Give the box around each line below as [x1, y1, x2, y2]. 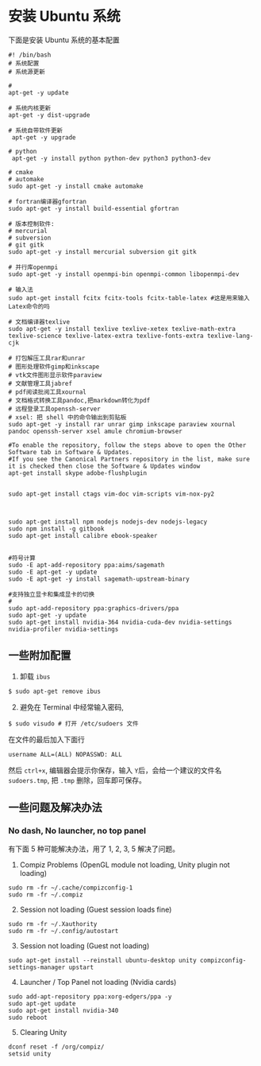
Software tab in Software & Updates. [8, 448, 133, 456]
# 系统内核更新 [8, 104, 52, 112]
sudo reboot [8, 1013, 48, 1022]
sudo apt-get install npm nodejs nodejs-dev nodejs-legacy [8, 518, 208, 526]
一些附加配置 [8, 649, 71, 663]
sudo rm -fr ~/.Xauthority [8, 920, 98, 928]
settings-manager [8, 963, 66, 971]
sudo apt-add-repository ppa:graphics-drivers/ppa [8, 604, 179, 613]
